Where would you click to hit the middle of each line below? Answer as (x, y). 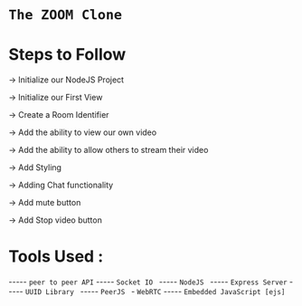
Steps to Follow (67, 55)
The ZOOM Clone (66, 15)
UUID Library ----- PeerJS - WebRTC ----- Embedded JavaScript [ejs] (155, 292)
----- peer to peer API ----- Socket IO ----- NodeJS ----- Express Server (148, 282)
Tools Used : (56, 257)
